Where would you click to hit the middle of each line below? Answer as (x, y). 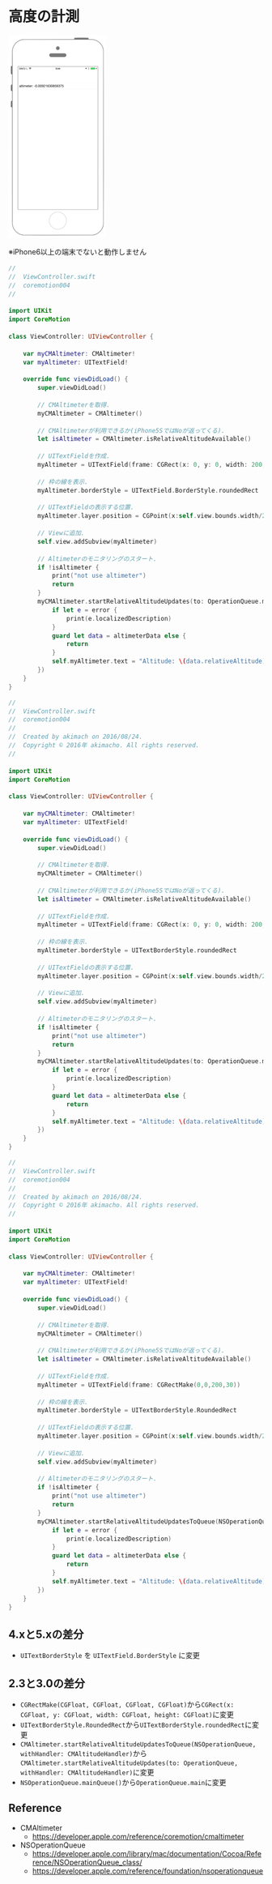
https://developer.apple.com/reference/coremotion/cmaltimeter (138, 1836)
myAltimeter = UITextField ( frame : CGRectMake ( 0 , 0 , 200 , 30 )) (139, 1385)
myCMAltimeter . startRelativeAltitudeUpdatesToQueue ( (128, 1521)
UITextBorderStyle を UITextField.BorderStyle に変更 (110, 1655)
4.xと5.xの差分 (46, 1634)
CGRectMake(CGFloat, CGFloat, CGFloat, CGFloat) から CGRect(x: (127, 1705)
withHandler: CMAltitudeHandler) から (83, 1754)
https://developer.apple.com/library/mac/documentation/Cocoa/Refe (147, 1853)
